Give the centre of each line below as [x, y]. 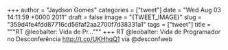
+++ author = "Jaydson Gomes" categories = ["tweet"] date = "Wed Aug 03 [114, 10]
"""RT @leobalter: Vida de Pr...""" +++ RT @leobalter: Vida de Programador [114, 32]
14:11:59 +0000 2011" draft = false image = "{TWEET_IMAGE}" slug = [105, 17]
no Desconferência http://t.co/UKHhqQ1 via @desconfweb [90, 39]
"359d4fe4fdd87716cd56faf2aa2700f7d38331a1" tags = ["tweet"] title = [109, 24]
